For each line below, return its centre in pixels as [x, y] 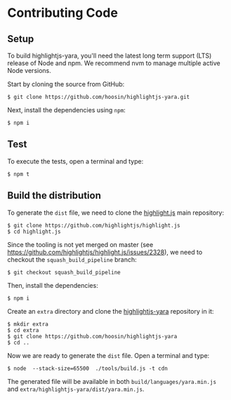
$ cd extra [23, 330]
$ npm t [19, 174]
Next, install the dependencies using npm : [67, 110]
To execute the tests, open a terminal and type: [75, 161]
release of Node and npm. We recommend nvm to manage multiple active [114, 63]
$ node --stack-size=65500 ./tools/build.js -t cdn [88, 368]
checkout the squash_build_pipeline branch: [72, 259]
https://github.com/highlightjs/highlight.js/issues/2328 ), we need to [105, 252]
